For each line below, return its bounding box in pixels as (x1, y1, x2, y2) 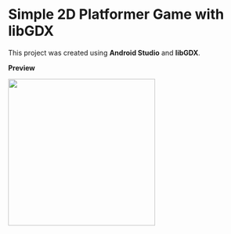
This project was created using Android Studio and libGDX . (8, 48, 201, 57)
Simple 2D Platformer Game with (8, 5, 225, 23)
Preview (8, 63, 35, 72)
